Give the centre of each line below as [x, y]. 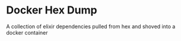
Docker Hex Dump [52, 10]
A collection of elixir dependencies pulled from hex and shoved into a [91, 26]
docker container [27, 32]
